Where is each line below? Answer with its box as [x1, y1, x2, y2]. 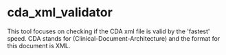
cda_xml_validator [7, 5, 113, 20]
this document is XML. [7, 41, 71, 50]
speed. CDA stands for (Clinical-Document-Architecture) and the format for [7, 34, 221, 42]
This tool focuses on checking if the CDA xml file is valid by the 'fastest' [7, 27, 210, 35]
